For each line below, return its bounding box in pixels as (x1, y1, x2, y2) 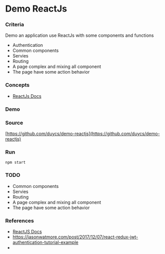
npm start (5, 160, 26, 165)
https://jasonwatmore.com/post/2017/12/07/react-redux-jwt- (12, 234, 138, 240)
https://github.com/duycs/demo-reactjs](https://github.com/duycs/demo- (7, 131, 160, 137)
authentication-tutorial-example (12, 239, 79, 245)
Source (5, 119, 24, 126)
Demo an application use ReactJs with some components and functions (5, 32, 154, 38)
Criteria (5, 21, 24, 28)
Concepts (5, 82, 30, 89)
